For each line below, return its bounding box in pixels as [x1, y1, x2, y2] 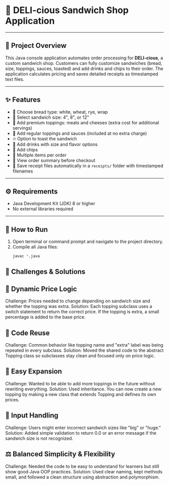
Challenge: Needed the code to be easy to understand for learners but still [5, 463, 159, 469]
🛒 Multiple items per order [12, 152, 67, 158]
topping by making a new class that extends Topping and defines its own [5, 391, 156, 397]
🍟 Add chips [12, 146, 38, 152]
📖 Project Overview [5, 41, 67, 50]
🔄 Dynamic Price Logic [5, 284, 77, 293]
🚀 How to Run [5, 225, 48, 233]
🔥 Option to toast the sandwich [12, 135, 77, 141]
